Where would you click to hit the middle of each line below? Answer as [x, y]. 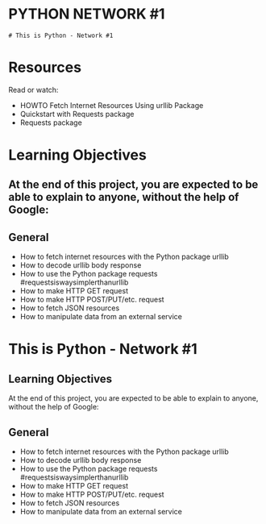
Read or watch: [33, 89]
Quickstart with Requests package [77, 114]
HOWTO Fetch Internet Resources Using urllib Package [112, 105]
